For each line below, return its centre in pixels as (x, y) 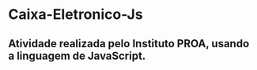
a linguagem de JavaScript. (77, 55)
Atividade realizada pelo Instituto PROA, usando (129, 44)
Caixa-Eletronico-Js (76, 15)
